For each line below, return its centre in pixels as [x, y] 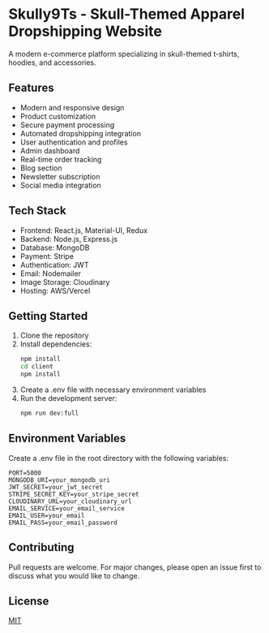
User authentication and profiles [74, 142]
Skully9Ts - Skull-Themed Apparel [127, 14]
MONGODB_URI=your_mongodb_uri [60, 480]
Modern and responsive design [72, 107]
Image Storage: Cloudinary [65, 282]
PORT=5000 [25, 473]
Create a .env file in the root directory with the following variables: [119, 458]
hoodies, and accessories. [52, 62]
